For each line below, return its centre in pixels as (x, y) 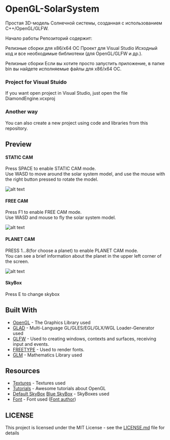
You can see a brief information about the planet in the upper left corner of (83, 256)
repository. (17, 128)
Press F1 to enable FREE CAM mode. (44, 212)
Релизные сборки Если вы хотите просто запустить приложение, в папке (85, 63)
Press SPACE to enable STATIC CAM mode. (51, 169)
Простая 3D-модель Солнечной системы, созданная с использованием (84, 23)
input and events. (31, 344)
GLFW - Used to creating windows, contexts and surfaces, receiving (84, 339)
